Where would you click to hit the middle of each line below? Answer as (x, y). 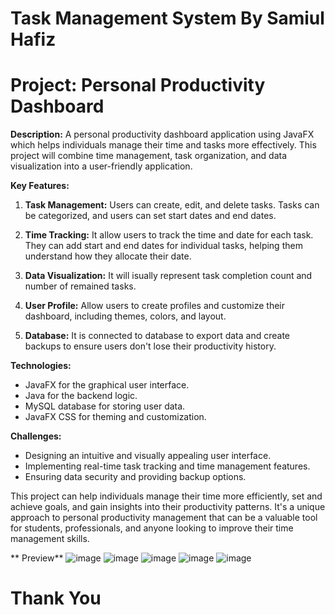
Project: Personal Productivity (138, 85)
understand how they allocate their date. (108, 256)
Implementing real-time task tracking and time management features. (167, 466)
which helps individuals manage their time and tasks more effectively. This (163, 145)
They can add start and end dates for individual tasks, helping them (163, 246)
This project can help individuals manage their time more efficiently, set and (166, 496)
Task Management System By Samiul (167, 18)
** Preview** (37, 558)
